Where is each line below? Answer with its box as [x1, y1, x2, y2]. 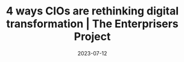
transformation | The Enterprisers [5, 17, 179, 31]
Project [74, 30, 111, 43]
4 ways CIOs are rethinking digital [5, 4, 179, 18]
